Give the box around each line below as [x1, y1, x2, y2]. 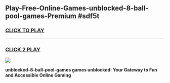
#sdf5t [77, 12, 100, 21]
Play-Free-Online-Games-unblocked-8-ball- [5, 4, 149, 13]
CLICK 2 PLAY [5, 46, 40, 53]
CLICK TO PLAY [5, 27, 45, 34]
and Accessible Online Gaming [5, 72, 71, 78]
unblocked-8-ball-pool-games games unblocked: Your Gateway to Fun [5, 66, 158, 72]
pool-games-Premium [5, 12, 77, 21]
